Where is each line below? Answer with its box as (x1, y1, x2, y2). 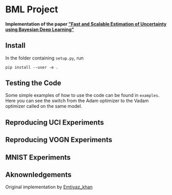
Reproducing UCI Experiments (5, 118, 104, 127)
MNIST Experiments (5, 153, 71, 162)
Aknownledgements (5, 170, 72, 179)
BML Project (5, 4, 59, 15)
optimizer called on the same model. (5, 103, 82, 109)
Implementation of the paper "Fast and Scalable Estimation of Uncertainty (5, 21, 167, 27)
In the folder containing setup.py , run (5, 55, 84, 61)
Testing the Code (5, 79, 62, 87)
